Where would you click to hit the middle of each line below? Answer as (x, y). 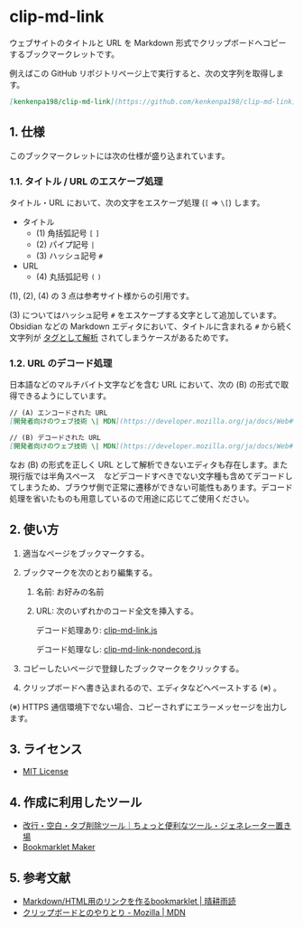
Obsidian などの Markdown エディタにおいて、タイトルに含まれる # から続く (151, 326)
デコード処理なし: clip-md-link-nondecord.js (118, 649)
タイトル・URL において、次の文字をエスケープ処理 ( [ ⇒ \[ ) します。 (137, 202)
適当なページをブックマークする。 (86, 553)
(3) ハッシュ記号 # (69, 256)
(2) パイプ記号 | (65, 244)
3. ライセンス (46, 749)
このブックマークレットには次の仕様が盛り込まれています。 (119, 155)
